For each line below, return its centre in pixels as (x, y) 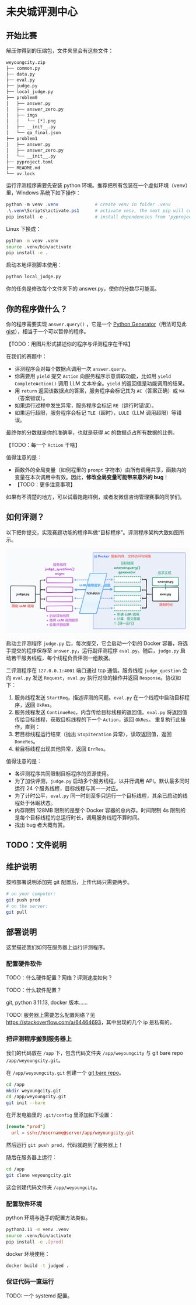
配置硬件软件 (24, 964)
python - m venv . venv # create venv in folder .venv (88, 204)
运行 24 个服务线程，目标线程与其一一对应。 (68, 788)
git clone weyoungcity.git (39, 1175)
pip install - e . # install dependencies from (86, 217)
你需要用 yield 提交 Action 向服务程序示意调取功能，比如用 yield (93, 376)
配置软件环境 (24, 1204)
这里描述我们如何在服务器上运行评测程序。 (57, 947)
